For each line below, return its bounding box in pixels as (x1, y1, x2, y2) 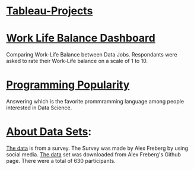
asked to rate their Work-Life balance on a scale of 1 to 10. (6, 58, 148, 65)
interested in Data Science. (6, 104, 72, 111)
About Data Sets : (6, 125, 92, 138)
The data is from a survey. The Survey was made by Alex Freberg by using (6, 144, 189, 152)
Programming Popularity (6, 78, 130, 92)
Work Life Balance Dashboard (6, 32, 155, 45)
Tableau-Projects (6, 4, 93, 18)
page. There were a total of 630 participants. (6, 158, 116, 164)
